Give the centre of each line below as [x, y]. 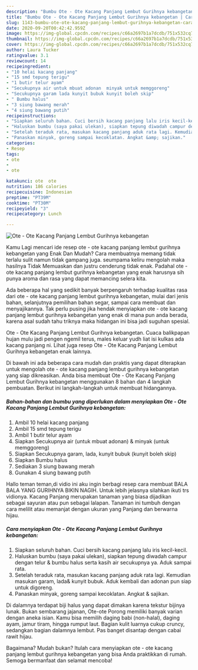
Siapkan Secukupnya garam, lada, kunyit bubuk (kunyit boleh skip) [95, 454]
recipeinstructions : [32, 115]
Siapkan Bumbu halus [41, 460]
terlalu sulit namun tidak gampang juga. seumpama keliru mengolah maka [95, 260]
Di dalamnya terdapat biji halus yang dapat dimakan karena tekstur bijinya [95, 605]
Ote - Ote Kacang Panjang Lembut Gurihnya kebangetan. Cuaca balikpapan [98, 333]
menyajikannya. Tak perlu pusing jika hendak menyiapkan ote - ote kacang [97, 309]
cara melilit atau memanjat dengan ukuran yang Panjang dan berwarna [92, 509]
